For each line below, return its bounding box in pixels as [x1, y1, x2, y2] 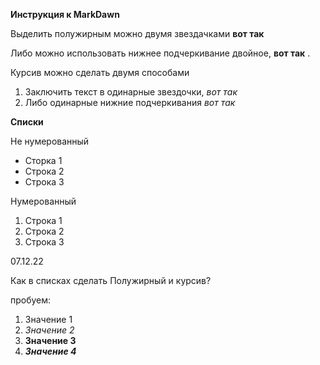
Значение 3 [24, 335, 77, 346]
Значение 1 [24, 314, 73, 325]
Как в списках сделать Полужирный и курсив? [10, 275, 212, 286]
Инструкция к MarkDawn [10, 9, 120, 20]
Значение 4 [24, 345, 77, 357]
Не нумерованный [10, 135, 90, 147]
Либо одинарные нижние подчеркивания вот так [24, 97, 236, 108]
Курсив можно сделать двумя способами [10, 67, 190, 78]
